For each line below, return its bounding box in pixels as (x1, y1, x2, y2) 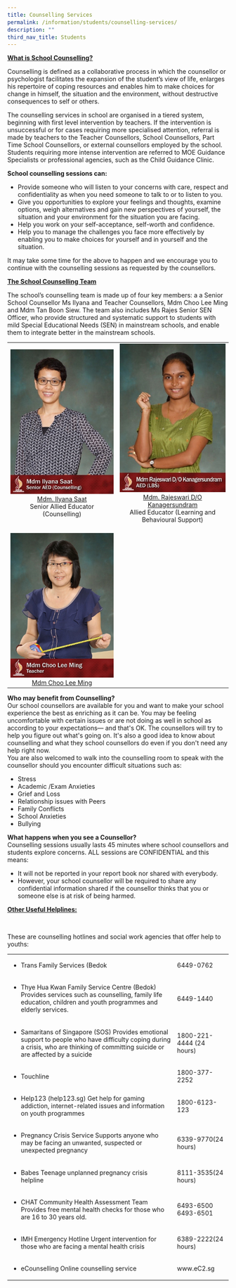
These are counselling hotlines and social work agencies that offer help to (7, 932, 221, 941)
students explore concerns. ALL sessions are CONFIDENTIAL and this (7, 848, 209, 857)
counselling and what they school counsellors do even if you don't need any (7, 739, 228, 747)
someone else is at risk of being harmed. (17, 891, 136, 900)
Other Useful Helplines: (7, 906, 77, 914)
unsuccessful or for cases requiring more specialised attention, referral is (7, 126, 220, 134)
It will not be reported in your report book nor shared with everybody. (17, 869, 218, 878)
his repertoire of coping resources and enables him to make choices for (7, 82, 214, 91)
